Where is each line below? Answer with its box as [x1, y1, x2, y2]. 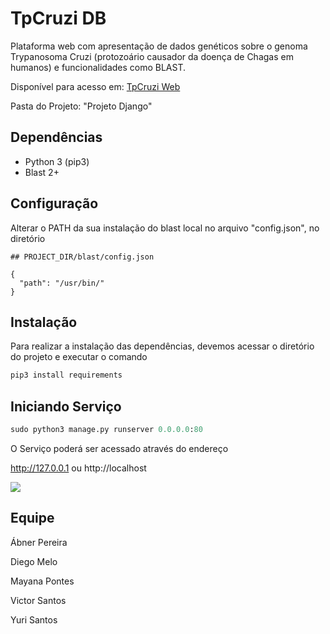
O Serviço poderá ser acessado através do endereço [10, 442, 229, 454]
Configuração [10, 195, 99, 212]
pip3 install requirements [10, 370, 123, 381]
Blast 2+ [24, 166, 60, 178]
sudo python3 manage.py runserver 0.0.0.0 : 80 [10, 425, 203, 435]
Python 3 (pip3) [24, 155, 90, 167]
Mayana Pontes [10, 575, 75, 587]
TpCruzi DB [10, 7, 107, 30]
